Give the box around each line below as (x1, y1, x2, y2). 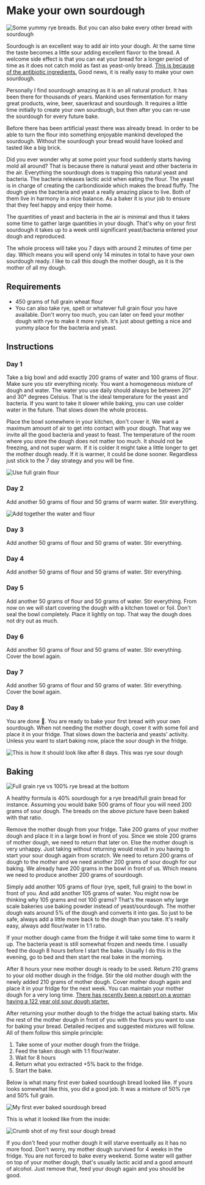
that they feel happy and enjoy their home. (6, 201, 113, 209)
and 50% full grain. (6, 1092, 55, 1099)
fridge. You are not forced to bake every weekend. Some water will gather (6, 1152, 192, 1159)
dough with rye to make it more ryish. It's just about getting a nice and (15, 317, 192, 325)
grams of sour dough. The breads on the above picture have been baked (6, 808, 189, 815)
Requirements (6, 282, 61, 292)
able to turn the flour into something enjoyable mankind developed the (6, 131, 183, 138)
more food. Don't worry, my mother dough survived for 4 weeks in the (6, 1146, 183, 1153)
